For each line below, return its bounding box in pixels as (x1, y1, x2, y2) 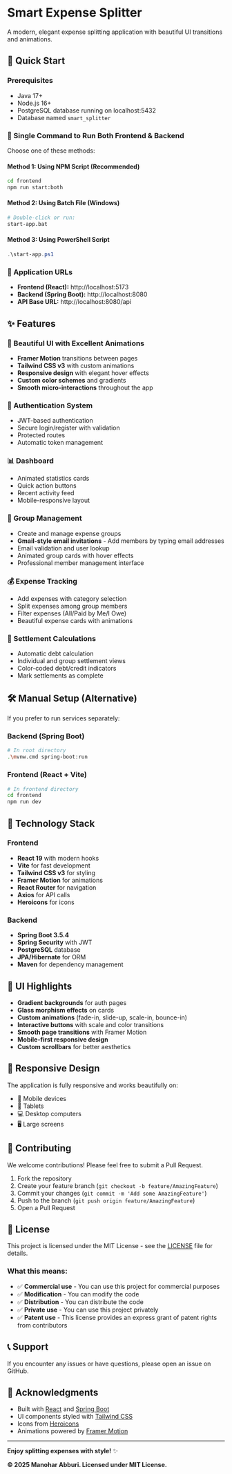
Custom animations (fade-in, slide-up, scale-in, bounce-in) (17, 1013, 188, 1022)
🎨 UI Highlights (7, 980, 72, 992)
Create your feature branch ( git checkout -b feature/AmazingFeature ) (17, 1181, 219, 1189)
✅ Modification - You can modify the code (17, 1290, 139, 1298)
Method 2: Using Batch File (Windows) (7, 199, 120, 207)
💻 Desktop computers (17, 1109, 81, 1118)
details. (7, 1249, 28, 1258)
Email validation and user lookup (17, 544, 110, 552)
